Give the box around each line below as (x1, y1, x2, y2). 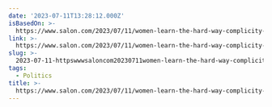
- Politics (15, 72, 53, 80)
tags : (8, 64, 27, 72)
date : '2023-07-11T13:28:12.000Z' (8, 11, 125, 20)
